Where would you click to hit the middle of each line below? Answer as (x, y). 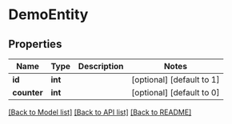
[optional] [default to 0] (176, 93)
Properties (35, 44)
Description (101, 66)
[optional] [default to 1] (176, 79)
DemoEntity (48, 15)
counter (28, 93)
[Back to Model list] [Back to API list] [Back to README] (100, 112)
